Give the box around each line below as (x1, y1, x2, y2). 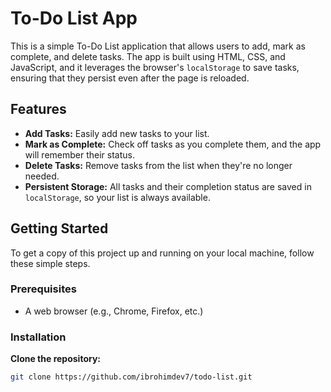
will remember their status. (24, 148, 135, 161)
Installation (10, 330, 67, 344)
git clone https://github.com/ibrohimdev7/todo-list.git (10, 372, 253, 382)
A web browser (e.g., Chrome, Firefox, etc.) (24, 305, 204, 317)
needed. (24, 170, 60, 182)
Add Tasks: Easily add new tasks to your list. (24, 127, 210, 139)
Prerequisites (10, 282, 77, 296)
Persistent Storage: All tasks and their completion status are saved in (24, 180, 312, 192)
